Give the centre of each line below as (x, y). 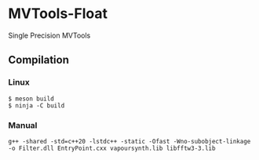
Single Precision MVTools (49, 35)
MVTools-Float (58, 14)
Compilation (38, 60)
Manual (23, 125)
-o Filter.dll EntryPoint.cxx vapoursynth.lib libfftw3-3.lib (112, 148)
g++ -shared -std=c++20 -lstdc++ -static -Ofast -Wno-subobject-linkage (129, 141)
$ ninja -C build (36, 105)
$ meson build (31, 99)
